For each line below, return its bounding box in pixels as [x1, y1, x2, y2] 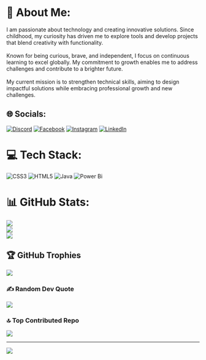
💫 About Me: [6, 6, 71, 20]
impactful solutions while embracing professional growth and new [6, 84, 173, 92]
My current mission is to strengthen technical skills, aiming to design [6, 78, 180, 85]
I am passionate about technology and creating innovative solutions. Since [6, 26, 194, 33]
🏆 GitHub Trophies [6, 250, 82, 260]
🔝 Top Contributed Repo [6, 316, 80, 324]
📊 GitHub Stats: [6, 195, 90, 209]
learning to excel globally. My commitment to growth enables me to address [6, 58, 198, 66]
